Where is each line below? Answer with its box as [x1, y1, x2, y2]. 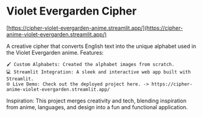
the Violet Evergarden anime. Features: [6, 48, 104, 56]
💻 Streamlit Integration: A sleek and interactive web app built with [6, 69, 191, 75]
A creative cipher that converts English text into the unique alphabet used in [6, 42, 197, 50]
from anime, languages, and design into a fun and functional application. [6, 103, 188, 110]
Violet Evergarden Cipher [6, 4, 137, 18]
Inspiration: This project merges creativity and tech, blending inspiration [6, 97, 187, 104]
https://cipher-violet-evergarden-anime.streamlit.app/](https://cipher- [8, 24, 183, 32]
